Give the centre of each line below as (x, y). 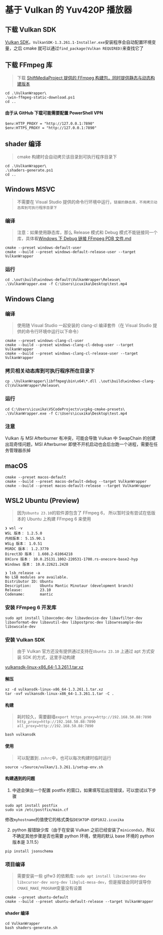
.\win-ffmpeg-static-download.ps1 (40, 97)
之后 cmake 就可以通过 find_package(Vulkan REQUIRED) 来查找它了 (79, 48)
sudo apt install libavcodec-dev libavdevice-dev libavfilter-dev (74, 618)
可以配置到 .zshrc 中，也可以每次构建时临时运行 (64, 758)
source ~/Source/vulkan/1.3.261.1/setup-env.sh (54, 767)
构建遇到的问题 (20, 778)
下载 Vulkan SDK (31, 30)
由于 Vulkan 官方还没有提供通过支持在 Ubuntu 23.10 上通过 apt (79, 651)
